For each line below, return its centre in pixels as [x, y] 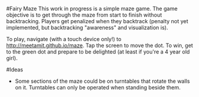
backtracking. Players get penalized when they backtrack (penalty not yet [97, 21]
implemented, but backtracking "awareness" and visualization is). [87, 27]
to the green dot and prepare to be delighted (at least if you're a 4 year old [98, 52]
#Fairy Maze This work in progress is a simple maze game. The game [92, 9]
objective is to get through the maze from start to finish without [84, 15]
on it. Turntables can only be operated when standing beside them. [98, 87]
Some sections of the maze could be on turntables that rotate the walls [102, 81]
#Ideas [15, 70]
